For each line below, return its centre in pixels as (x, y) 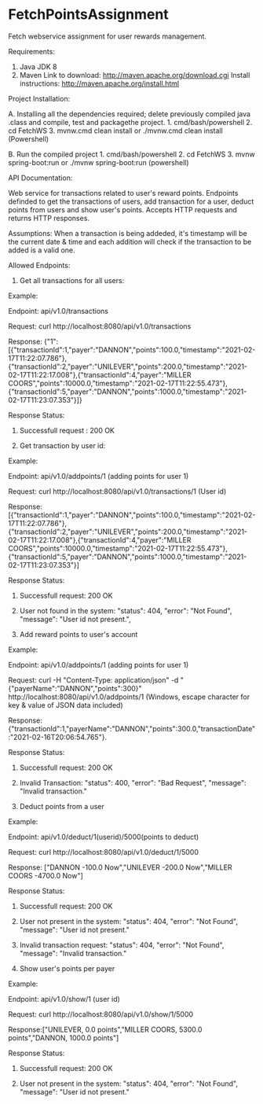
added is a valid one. (42, 250)
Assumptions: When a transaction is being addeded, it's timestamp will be (128, 233)
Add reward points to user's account (79, 634)
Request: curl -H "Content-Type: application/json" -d (93, 680)
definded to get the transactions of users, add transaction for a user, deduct (131, 201)
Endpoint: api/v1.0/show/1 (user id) (64, 999)
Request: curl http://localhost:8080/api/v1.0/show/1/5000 (101, 1014)
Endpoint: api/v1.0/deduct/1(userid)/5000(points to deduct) (104, 837)
